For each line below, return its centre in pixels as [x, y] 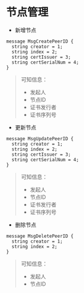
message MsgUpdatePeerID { [40, 138]
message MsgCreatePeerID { [40, 41]
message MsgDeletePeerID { [40, 236]
